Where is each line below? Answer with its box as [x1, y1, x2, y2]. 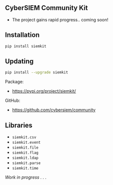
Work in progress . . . [5, 174, 47, 180]
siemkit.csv [12, 135, 36, 140]
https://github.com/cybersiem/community [12, 107, 96, 113]
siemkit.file [12, 145, 39, 150]
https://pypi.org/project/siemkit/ [12, 88, 76, 94]
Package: [5, 79, 24, 84]
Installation [5, 31, 40, 39]
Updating [5, 57, 34, 65]
